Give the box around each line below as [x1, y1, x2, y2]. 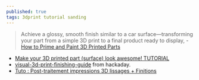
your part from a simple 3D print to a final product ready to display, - [20, 37, 189, 44]
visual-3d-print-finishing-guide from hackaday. [14, 60, 131, 68]
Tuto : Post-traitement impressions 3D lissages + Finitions [14, 67, 157, 74]
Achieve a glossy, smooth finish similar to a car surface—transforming [20, 30, 194, 37]
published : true [6, 8, 46, 15]
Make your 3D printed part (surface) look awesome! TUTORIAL [14, 55, 170, 62]
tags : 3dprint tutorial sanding [6, 14, 86, 20]
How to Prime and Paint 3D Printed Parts [20, 43, 121, 50]
